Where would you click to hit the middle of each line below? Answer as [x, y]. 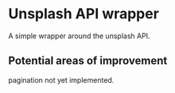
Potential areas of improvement [88, 61]
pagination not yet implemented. [61, 79]
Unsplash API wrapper [84, 14]
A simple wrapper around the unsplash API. [79, 36]
